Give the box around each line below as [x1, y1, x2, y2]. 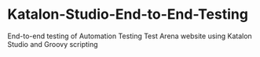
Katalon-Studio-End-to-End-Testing [7, 5, 249, 23]
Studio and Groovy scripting [7, 39, 99, 48]
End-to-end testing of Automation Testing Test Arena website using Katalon [7, 31, 252, 41]
